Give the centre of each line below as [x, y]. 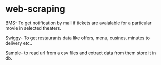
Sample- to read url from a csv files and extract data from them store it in [81, 53]
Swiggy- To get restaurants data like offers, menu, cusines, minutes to [78, 38]
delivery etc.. [19, 43]
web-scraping [35, 9]
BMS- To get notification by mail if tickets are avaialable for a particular [78, 23]
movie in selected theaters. [33, 28]
